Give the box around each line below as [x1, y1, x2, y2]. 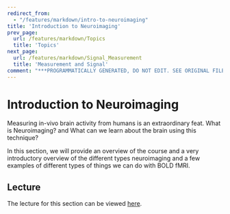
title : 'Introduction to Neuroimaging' [7, 23, 121, 29]
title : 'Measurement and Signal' [13, 61, 109, 68]
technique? [7, 134, 39, 142]
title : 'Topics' [13, 42, 60, 49]
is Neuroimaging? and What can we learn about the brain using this [7, 126, 196, 135]
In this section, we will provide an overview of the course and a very [7, 147, 199, 155]
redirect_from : [7, 10, 51, 17]
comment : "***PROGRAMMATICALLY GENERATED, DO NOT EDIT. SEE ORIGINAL [7, 67, 210, 74]
